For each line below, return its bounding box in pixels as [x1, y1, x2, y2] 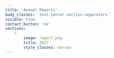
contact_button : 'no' [5, 21, 51, 27]
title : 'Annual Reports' [5, 7, 58, 13]
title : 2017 [23, 40, 49, 45]
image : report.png [23, 36, 62, 41]
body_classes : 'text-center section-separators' [5, 12, 110, 17]
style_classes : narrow [23, 45, 71, 50]
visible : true [5, 17, 35, 22]
